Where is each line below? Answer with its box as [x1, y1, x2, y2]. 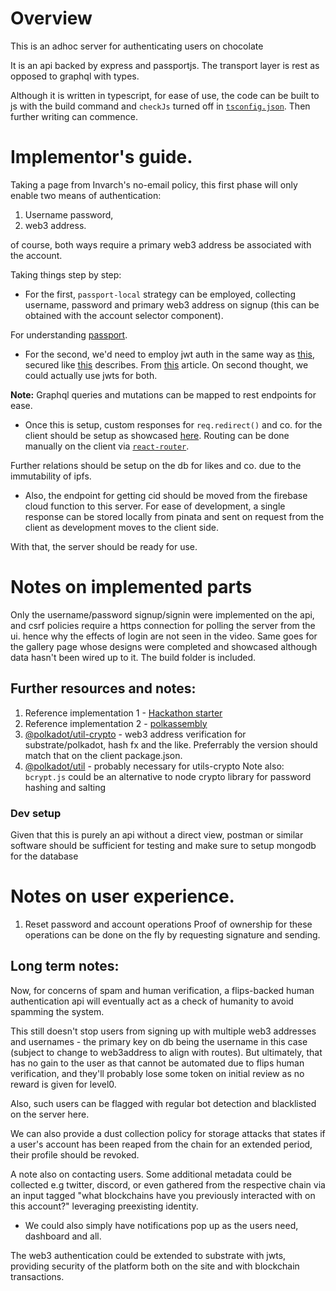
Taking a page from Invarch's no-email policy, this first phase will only [10, 178, 298, 191]
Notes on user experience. [10, 885, 235, 908]
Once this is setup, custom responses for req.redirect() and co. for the [24, 418, 323, 431]
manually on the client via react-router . [24, 440, 190, 452]
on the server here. [10, 1108, 90, 1120]
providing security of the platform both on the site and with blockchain [10, 1260, 300, 1272]
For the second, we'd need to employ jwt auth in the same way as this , [24, 348, 315, 360]
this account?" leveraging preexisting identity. [10, 1200, 199, 1212]
